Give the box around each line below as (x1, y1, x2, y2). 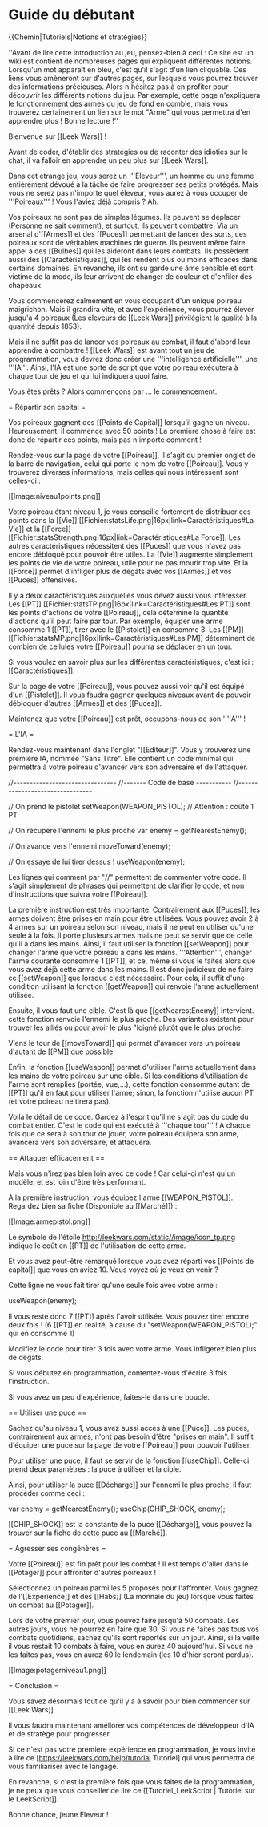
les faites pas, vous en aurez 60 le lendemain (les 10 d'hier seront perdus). (8, 1650, 254, 1659)
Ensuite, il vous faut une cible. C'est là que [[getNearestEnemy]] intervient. (8, 1005, 254, 1015)
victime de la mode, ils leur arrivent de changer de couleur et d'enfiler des (8, 271, 253, 282)
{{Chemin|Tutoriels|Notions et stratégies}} (8, 32, 148, 42)
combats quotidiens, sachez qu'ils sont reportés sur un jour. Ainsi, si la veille (8, 1632, 260, 1642)
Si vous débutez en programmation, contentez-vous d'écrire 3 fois (8, 1367, 228, 1377)
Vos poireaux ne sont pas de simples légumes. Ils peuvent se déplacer (8, 212, 241, 221)
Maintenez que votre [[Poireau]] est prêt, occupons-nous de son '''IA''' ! (8, 714, 246, 723)
